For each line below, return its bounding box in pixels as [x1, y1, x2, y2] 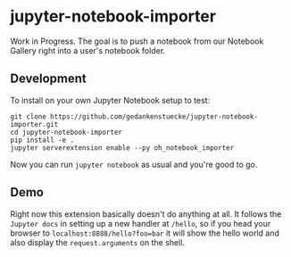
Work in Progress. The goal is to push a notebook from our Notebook [10, 36, 264, 46]
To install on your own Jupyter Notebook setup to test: [10, 95, 211, 105]
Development [10, 71, 87, 87]
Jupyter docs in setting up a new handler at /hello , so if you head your [10, 218, 271, 228]
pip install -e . [10, 136, 75, 145]
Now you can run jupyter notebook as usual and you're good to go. [10, 159, 258, 170]
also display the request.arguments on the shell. [10, 236, 186, 247]
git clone [10, 112, 47, 121]
